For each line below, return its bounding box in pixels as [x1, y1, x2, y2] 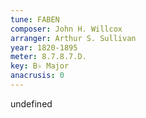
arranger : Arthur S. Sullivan [10, 33, 137, 43]
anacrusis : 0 [10, 71, 65, 81]
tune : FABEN [10, 14, 60, 25]
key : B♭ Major [10, 61, 70, 71]
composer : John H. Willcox [10, 24, 123, 34]
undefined [10, 97, 53, 110]
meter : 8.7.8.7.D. [10, 52, 87, 62]
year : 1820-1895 [10, 42, 78, 53]
